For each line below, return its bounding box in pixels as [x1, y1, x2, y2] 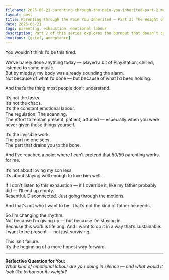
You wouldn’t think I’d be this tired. [5, 49, 77, 55]
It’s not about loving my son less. [5, 167, 73, 173]
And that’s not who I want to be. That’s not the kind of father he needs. [5, 202, 151, 208]
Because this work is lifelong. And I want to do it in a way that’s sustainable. [5, 223, 162, 229]
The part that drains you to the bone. [5, 142, 81, 148]
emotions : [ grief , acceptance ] [5, 36, 71, 41]
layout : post [5, 12, 33, 17]
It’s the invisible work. [5, 131, 50, 137]
